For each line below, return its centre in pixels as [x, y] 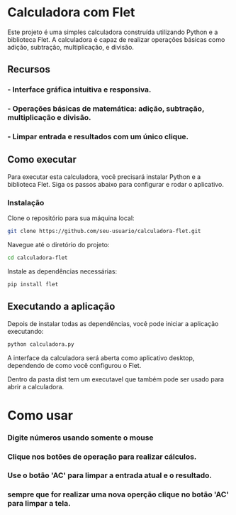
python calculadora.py [41, 344]
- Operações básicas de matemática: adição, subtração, [106, 109]
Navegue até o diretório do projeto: [58, 245]
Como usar [40, 415]
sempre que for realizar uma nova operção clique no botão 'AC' [118, 494]
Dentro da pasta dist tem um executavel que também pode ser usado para [116, 379]
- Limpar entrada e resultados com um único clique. [98, 137]
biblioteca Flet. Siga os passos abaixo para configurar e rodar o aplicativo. [116, 184]
